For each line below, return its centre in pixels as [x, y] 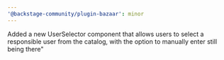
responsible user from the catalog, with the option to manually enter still [112, 41]
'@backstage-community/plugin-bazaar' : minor [75, 14]
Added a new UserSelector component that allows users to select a [106, 34]
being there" [26, 49]
